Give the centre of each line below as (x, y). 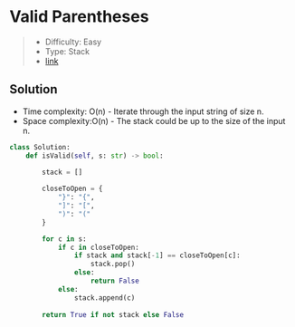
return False (115, 281)
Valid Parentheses (79, 17)
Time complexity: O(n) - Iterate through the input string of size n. (143, 111)
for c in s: (65, 239)
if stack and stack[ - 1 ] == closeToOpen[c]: (157, 255)
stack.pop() (113, 264)
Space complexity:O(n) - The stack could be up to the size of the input (154, 120)
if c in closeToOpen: (99, 247)
